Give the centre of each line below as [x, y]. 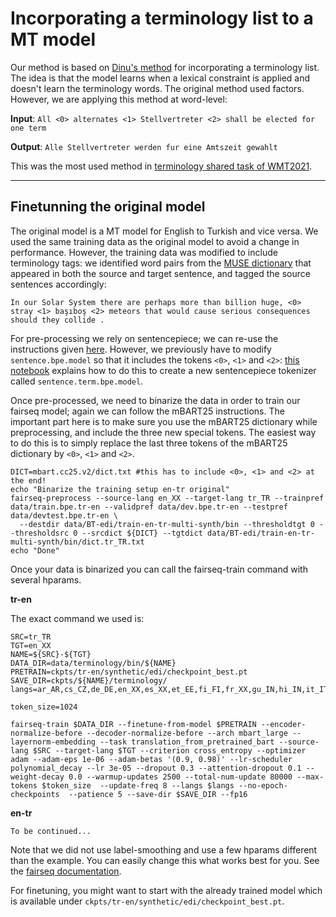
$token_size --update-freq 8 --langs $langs [138, 785]
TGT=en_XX [31, 645]
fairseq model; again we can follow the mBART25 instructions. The [147, 411]
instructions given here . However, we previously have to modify [141, 349]
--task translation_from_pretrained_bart [187, 742]
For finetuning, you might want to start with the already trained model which [166, 890]
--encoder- [283, 724]
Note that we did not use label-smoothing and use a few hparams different [164, 849]
